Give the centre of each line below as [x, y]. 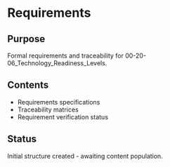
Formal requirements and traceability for [66, 55]
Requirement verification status [63, 116]
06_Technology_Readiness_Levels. [57, 63]
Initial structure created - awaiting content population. [85, 156]
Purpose [26, 39]
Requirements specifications [59, 102]
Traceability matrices [48, 109]
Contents [28, 85]
